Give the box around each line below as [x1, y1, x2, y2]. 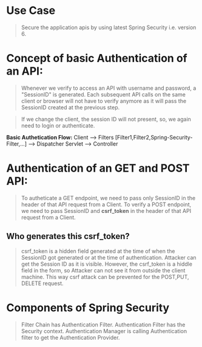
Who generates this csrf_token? [6, 231, 130, 241]
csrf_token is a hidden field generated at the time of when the [21, 247, 175, 255]
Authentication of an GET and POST [6, 161, 190, 175]
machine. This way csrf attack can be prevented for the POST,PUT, [21, 273, 189, 280]
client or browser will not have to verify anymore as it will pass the [21, 97, 187, 104]
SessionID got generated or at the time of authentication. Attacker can [21, 254, 197, 261]
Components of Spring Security [6, 301, 170, 314]
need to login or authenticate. [21, 122, 95, 129]
